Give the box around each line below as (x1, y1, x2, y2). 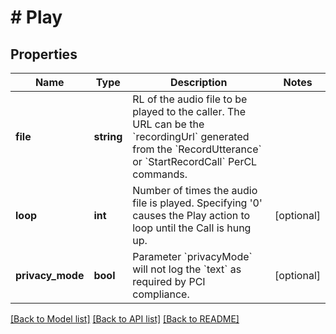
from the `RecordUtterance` (132, 142, 262, 156)
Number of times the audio (132, 184, 258, 197)
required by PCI (132, 275, 206, 288)
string (93, 130, 123, 143)
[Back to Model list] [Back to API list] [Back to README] (10, 313, 240, 325)
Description (169, 76, 228, 89)
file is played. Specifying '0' (132, 196, 263, 210)
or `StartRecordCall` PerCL (132, 155, 258, 168)
